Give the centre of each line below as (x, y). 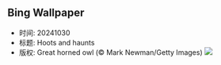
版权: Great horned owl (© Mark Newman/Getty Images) (110, 52)
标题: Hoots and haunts (57, 42)
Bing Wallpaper (46, 13)
